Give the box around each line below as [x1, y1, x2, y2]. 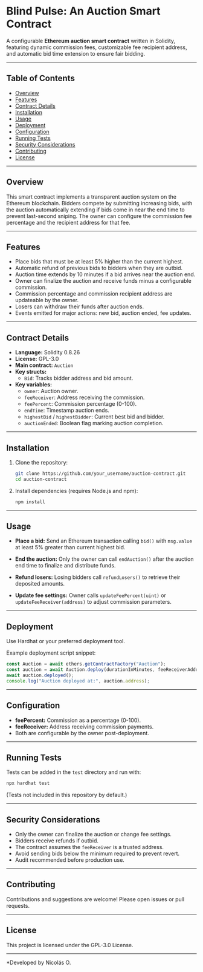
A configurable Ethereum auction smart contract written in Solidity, [6, 37, 176, 44]
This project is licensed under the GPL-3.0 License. [6, 941, 134, 948]
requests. [6, 902, 30, 909]
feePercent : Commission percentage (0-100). [24, 400, 137, 408]
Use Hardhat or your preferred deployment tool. [6, 638, 125, 645]
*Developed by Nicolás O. [6, 959, 71, 966]
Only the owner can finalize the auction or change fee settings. [14, 831, 172, 838]
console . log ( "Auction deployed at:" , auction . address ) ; [6, 678, 150, 684]
